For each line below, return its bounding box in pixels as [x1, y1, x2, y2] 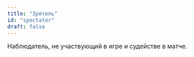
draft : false [7, 23, 46, 30]
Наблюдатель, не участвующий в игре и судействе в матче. [7, 42, 188, 51]
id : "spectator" [7, 17, 55, 24]
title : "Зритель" [7, 10, 58, 17]
